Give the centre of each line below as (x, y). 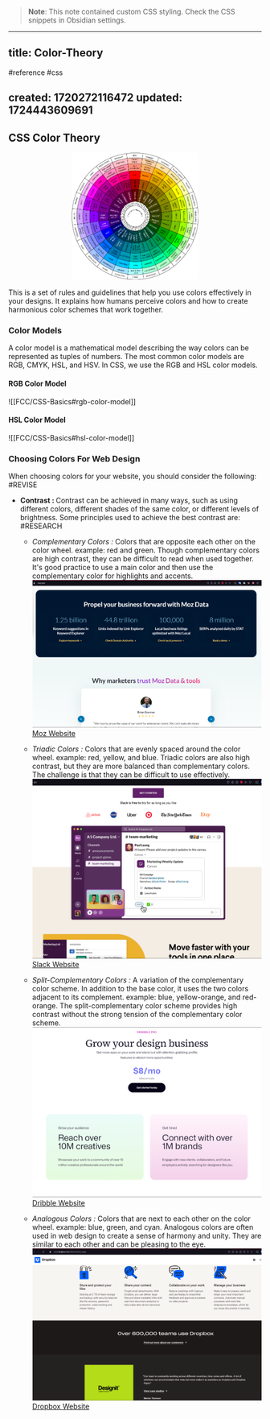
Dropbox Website (61, 1406)
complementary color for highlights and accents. (112, 576)
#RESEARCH (41, 526)
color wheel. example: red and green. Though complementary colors (145, 550)
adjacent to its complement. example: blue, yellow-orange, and (136, 997)
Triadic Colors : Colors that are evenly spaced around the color (136, 749)
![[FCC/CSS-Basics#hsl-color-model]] (72, 437)
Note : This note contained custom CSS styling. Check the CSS (131, 12)
